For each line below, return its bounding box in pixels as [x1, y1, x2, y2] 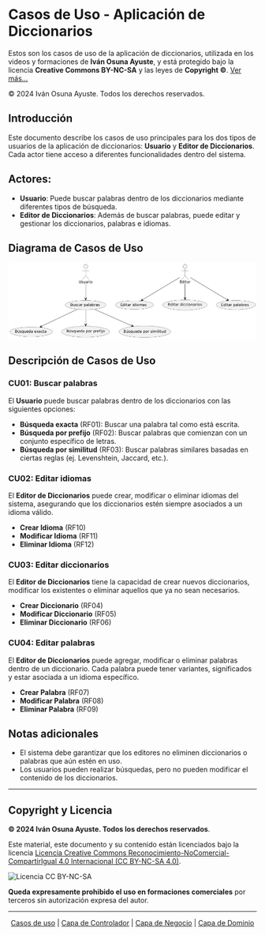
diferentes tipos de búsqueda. [19, 201, 118, 211]
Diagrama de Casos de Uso [8, 241, 144, 254]
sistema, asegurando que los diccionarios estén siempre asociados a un [8, 499, 243, 509]
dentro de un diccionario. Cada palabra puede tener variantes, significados [8, 663, 252, 673]
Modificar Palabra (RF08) [19, 696, 104, 705]
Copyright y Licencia [8, 803, 113, 817]
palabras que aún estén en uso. [19, 757, 122, 766]
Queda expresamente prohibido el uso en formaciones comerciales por [8, 887, 246, 897]
